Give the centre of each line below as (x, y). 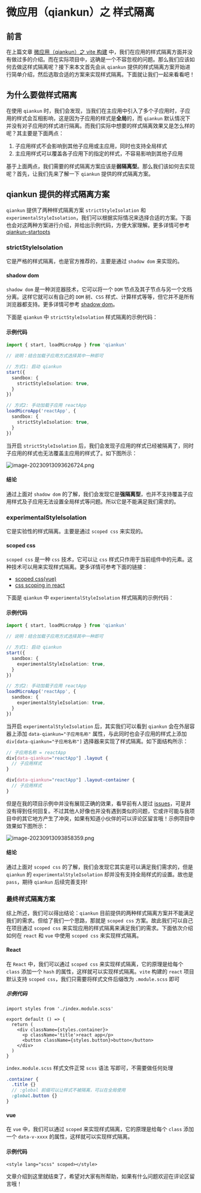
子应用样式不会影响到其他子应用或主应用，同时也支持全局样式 (91, 146)
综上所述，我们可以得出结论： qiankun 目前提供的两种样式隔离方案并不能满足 (100, 913)
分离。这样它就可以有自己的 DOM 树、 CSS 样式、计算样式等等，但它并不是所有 (100, 297)
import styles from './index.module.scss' (60, 1009)
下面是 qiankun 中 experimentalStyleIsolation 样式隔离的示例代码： (90, 598)
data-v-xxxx (33, 1137)
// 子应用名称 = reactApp (36, 753)
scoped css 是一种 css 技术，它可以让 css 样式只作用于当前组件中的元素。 (97, 559)
